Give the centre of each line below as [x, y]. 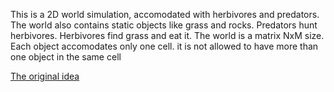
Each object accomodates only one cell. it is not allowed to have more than [164, 46]
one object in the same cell [66, 57]
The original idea [45, 76]
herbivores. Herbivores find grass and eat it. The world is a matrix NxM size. [167, 35]
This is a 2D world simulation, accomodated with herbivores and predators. [165, 14]
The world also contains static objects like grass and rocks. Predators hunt [164, 25]
